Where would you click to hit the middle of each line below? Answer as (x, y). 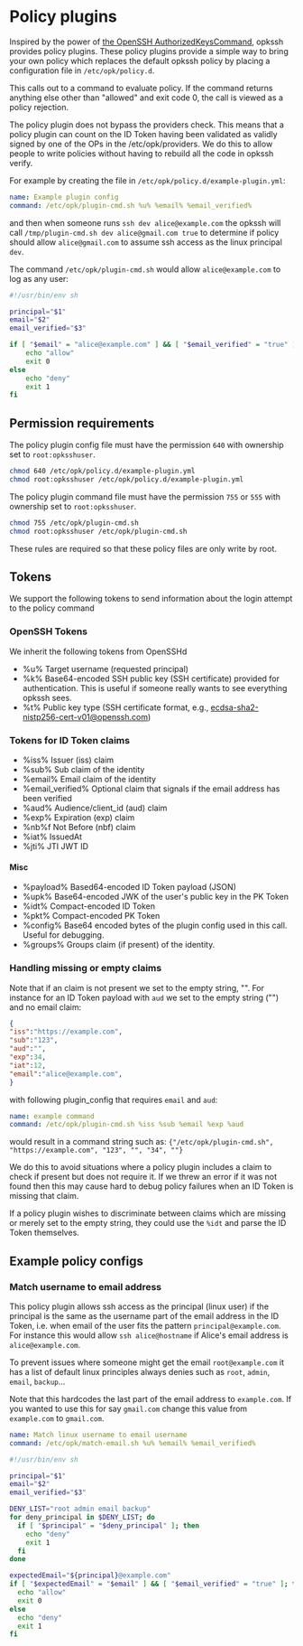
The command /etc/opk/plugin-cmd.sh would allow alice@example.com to (145, 269)
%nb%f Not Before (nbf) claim (79, 828)
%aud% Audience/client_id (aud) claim (95, 808)
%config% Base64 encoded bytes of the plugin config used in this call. (155, 926)
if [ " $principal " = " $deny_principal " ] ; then (109, 1525)
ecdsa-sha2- (234, 707)
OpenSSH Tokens (49, 631)
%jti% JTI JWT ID (55, 846)
